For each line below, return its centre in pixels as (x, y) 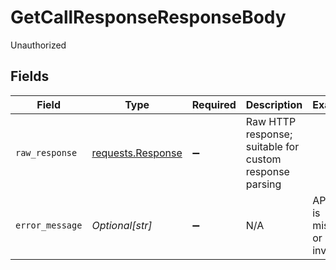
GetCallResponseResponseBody (148, 17)
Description (274, 104)
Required (214, 104)
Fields (30, 76)
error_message (49, 225)
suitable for (272, 146)
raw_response (46, 152)
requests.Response (137, 153)
